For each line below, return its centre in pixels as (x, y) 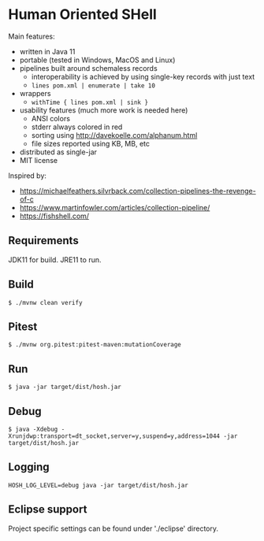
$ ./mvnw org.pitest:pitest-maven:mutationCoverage (95, 345)
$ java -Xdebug (33, 429)
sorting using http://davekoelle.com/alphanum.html (114, 135)
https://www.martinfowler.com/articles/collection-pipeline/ (115, 207)
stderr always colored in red (77, 127)
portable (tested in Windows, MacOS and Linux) (97, 60)
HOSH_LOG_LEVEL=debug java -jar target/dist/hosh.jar (99, 485)
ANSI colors (51, 118)
